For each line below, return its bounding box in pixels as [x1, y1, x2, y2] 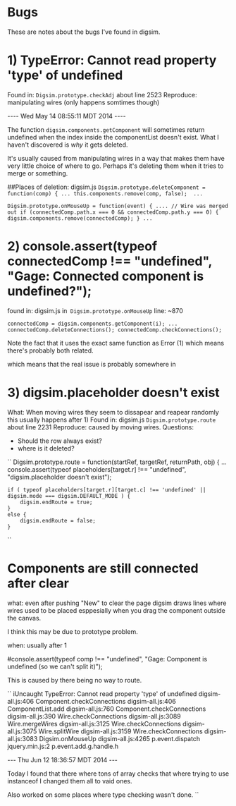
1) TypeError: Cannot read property [7, 52, 217, 68]
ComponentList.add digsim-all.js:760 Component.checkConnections [7, 704, 206, 713]
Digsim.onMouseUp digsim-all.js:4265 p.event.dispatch [39, 734, 201, 743]
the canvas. [7, 613, 42, 622]
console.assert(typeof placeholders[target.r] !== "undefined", [7, 465, 187, 473]
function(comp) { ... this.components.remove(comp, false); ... [7, 190, 203, 197]
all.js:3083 [7, 734, 38, 743]
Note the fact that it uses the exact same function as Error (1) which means [7, 338, 224, 347]
